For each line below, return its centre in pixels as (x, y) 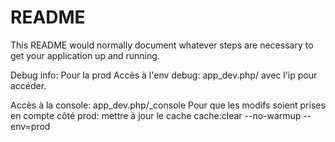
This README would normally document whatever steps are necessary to (162, 45)
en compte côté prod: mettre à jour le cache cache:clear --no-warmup (156, 115)
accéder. (28, 85)
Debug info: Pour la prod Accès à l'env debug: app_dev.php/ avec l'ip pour (164, 75)
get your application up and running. (85, 55)
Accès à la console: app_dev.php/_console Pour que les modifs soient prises (168, 105)
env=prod (30, 126)
